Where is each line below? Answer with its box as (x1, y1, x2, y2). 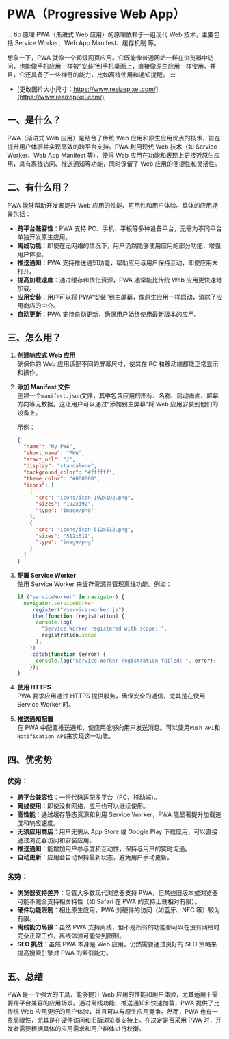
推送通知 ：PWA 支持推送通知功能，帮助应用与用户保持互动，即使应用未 (16, 258, 219, 267)
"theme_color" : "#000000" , (23, 475, 100, 482)
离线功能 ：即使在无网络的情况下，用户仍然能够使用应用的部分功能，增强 (16, 241, 221, 249)
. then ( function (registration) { (29, 613, 125, 620)
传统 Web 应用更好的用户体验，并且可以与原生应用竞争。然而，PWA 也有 (7, 1007, 213, 1016)
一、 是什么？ (7, 114, 62, 126)
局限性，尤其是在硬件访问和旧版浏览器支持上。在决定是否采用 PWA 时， (12, 1016, 216, 1025)
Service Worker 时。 (16, 700, 75, 709)
